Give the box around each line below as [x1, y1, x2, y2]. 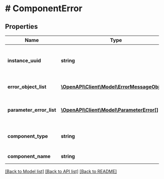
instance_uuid [7, 57, 41, 64]
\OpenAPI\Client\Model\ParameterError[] [61, 107, 159, 113]
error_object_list [7, 83, 46, 90]
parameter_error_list [7, 107, 56, 113]
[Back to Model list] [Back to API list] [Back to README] [5, 169, 117, 174]
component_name [7, 153, 51, 159]
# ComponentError [5, 3, 82, 14]
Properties [5, 22, 38, 31]
